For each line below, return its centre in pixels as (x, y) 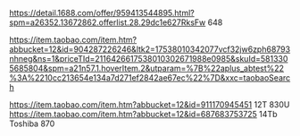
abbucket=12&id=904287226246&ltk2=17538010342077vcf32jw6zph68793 (150, 49)
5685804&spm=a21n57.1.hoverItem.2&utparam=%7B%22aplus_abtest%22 (146, 68)
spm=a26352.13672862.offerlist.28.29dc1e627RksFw (108, 22)
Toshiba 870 (32, 123)
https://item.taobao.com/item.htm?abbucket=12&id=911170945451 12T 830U (150, 105)
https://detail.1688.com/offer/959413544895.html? (102, 13)
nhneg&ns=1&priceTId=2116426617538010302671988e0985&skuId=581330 (149, 59)
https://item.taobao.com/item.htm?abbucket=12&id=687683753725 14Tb (143, 114)
